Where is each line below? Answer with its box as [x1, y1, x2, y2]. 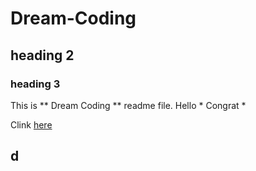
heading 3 [10, 77, 61, 91]
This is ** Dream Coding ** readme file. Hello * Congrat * [10, 99, 247, 111]
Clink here [10, 118, 53, 131]
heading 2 [10, 47, 75, 64]
